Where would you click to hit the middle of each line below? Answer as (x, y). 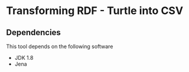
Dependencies (33, 32)
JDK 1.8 (24, 58)
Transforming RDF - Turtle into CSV (95, 11)
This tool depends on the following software (60, 46)
